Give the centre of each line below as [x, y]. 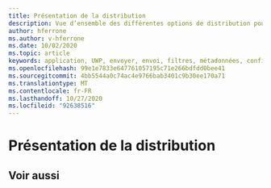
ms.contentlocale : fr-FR [50, 91]
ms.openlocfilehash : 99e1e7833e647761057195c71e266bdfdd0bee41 [117, 69]
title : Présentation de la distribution [77, 16]
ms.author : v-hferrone [46, 38]
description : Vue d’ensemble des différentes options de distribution [129, 23]
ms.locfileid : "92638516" [52, 106]
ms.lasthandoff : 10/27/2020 [56, 98]
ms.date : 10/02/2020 [43, 46]
